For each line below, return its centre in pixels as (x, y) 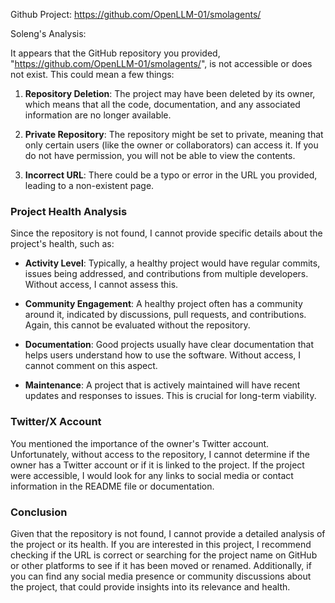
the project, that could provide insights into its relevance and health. (150, 586)
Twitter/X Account (56, 422)
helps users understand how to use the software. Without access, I (163, 355)
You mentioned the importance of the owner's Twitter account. (140, 443)
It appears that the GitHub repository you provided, (115, 53)
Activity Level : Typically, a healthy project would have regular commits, (172, 263)
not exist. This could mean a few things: (92, 74)
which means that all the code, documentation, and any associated (162, 104)
